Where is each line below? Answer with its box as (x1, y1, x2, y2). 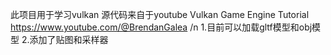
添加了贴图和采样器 (29, 34, 109, 45)
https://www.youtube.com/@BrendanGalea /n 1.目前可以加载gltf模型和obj (10, 21, 313, 33)
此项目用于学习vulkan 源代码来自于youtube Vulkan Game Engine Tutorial (10, 9, 310, 20)
